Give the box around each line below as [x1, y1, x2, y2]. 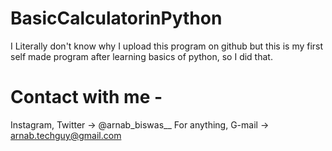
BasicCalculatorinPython [10, 7, 223, 30]
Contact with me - [10, 86, 163, 109]
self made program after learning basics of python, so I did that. [10, 50, 273, 62]
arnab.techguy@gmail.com [10, 129, 122, 141]
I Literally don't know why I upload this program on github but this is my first [10, 40, 324, 52]
